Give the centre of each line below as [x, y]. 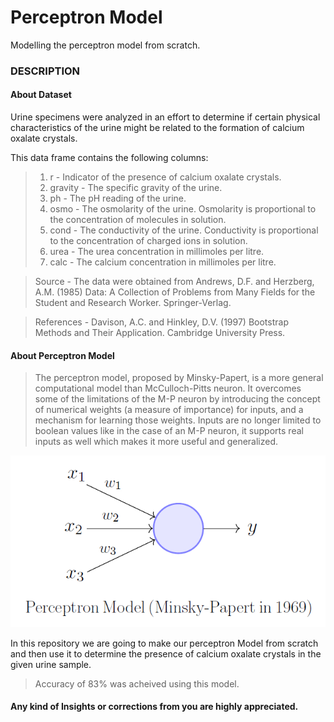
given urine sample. [51, 664]
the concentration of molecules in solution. [138, 220]
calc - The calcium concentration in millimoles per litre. [163, 262]
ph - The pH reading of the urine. [118, 198]
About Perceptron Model [62, 355]
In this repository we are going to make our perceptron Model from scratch [164, 643]
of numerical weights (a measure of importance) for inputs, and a [169, 410]
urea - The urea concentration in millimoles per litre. [157, 252]
